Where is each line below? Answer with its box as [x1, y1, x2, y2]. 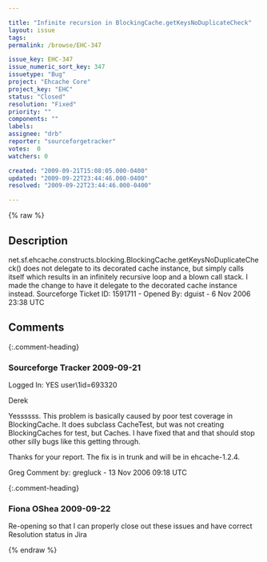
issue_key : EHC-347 [8, 55, 74, 64]
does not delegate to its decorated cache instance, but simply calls [22, 263, 244, 273]
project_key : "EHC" [8, 85, 74, 93]
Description [8, 234, 68, 247]
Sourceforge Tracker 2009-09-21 [8, 362, 141, 373]
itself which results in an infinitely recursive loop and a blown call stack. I [8, 271, 249, 281]
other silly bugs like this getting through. [8, 437, 141, 447]
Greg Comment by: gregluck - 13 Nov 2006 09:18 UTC [8, 468, 188, 477]
